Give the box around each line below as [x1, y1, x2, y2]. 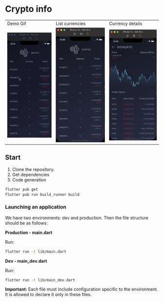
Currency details [109, 21, 143, 26]
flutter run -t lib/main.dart [5, 249, 67, 254]
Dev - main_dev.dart [5, 258, 47, 264]
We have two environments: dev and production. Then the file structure [5, 215, 149, 221]
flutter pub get [5, 187, 38, 192]
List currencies [56, 21, 86, 26]
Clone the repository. [12, 166, 55, 172]
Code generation [12, 176, 46, 182]
